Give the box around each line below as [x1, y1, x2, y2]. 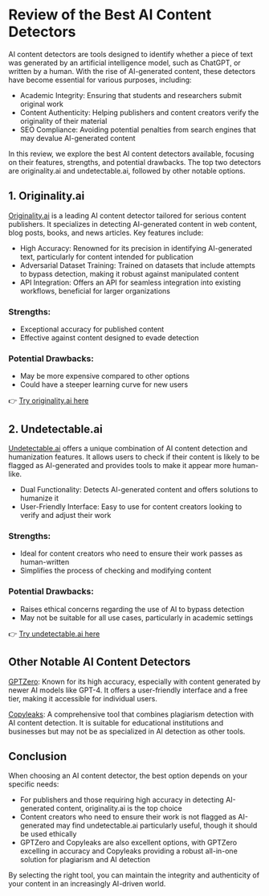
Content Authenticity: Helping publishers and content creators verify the [19, 107, 259, 117]
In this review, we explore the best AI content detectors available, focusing [8, 149, 255, 158]
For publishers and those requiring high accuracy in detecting [19, 795, 225, 805]
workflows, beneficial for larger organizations [19, 286, 171, 295]
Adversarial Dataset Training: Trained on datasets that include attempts [19, 260, 255, 270]
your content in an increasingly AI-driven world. [8, 879, 166, 889]
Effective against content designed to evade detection [19, 333, 199, 343]
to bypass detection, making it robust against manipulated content [19, 269, 239, 278]
